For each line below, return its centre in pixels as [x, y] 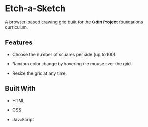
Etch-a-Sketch [35, 9]
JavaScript [23, 119]
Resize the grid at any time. [40, 73]
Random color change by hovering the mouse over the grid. [72, 63]
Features [19, 43]
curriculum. [17, 27]
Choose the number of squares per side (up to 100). [64, 54]
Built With [20, 89]
